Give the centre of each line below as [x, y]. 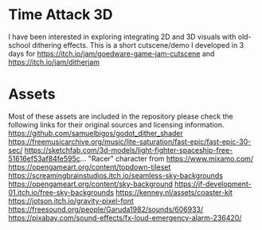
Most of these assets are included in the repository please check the [121, 116]
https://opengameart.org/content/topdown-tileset [90, 167]
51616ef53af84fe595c [45, 158]
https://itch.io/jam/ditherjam [54, 62]
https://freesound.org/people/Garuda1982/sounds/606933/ [106, 209]
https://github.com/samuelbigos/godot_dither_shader [96, 133]
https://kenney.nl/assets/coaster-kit [174, 192]
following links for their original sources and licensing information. [116, 124]
